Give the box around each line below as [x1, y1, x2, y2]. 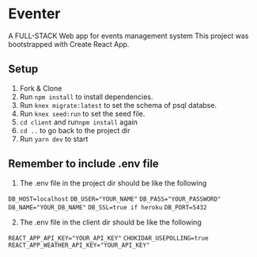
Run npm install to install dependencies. [19, 92, 153, 102]
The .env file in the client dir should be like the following [19, 217, 202, 227]
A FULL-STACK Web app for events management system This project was [8, 31, 249, 40]
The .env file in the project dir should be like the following [19, 178, 207, 187]
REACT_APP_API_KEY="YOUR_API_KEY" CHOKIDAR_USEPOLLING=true [8, 234, 209, 242]
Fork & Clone [19, 83, 62, 93]
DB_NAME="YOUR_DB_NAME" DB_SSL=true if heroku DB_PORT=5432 [8, 203, 207, 211]
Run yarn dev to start [19, 134, 89, 144]
